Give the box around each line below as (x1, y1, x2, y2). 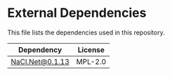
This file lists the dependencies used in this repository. (7, 28, 165, 37)
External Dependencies (7, 5, 147, 21)
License (77, 44, 105, 54)
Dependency (18, 44, 62, 54)
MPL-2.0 (76, 56, 107, 66)
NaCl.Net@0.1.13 (11, 56, 70, 66)
